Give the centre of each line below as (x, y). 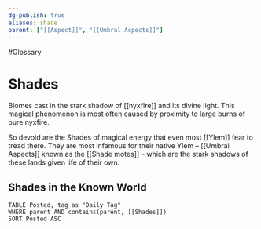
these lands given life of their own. (64, 162)
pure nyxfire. (29, 122)
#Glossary (25, 53)
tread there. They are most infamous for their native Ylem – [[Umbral (119, 146)
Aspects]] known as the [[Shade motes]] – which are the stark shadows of (129, 154)
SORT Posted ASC (35, 219)
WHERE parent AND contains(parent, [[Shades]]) (88, 213)
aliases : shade (33, 23)
